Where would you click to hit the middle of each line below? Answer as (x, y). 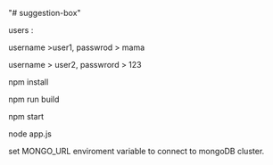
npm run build (34, 99)
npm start (26, 116)
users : (21, 30)
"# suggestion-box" (45, 13)
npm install (29, 82)
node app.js (30, 134)
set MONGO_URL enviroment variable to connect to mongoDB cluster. (136, 151)
